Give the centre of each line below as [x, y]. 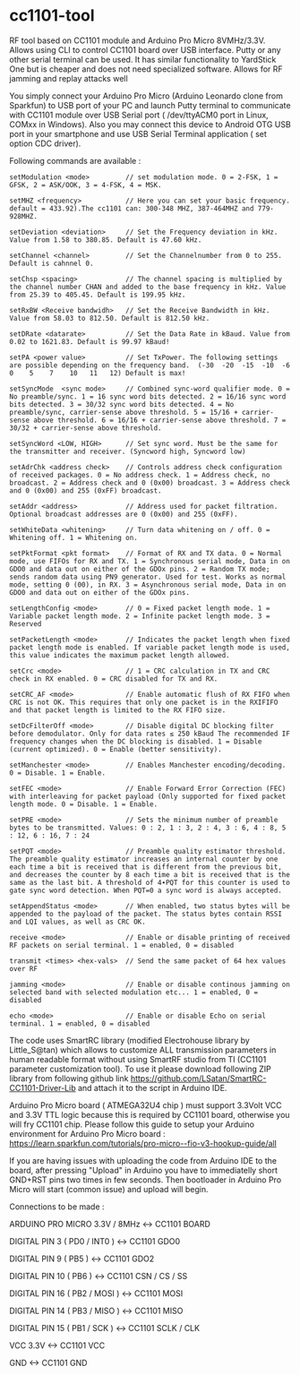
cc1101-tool [52, 16]
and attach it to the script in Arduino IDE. [152, 1087]
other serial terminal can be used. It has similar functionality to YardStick [143, 59]
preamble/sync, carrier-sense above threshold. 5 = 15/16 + [124, 412]
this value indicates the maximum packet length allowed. [120, 655]
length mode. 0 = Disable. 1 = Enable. [84, 804]
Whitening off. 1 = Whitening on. [74, 537]
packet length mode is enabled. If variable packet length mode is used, [150, 647]
